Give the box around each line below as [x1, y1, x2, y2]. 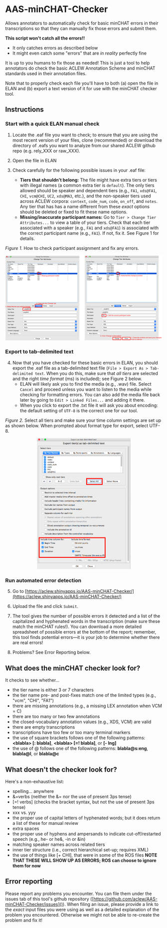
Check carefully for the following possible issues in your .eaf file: [12, 167, 146, 173]
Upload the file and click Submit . [12, 603, 79, 609]
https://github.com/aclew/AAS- [93, 895, 158, 902]
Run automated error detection [5, 577, 81, 584]
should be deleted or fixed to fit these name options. [19, 209, 128, 215]
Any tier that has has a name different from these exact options [19, 203, 150, 209]
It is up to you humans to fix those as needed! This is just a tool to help [5, 60, 150, 66]
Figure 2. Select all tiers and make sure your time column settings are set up [5, 417, 162, 423]
